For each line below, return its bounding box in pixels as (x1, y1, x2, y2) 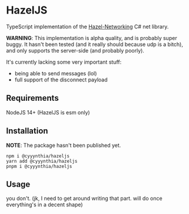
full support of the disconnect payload (14, 76, 108, 83)
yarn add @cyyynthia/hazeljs (6, 158, 78, 164)
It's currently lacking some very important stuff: (6, 58, 122, 65)
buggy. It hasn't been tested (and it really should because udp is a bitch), (6, 41, 184, 48)
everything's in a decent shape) (6, 201, 84, 208)
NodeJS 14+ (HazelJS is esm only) (6, 108, 90, 116)
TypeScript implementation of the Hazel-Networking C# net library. (6, 23, 169, 30)
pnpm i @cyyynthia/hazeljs (6, 163, 72, 169)
